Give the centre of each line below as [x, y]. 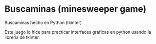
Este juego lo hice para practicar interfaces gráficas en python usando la [78, 32]
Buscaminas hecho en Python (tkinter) [43, 22]
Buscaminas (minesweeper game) [76, 9]
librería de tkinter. [22, 37]
